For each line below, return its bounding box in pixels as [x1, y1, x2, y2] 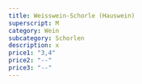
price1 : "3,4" [8, 49, 56, 57]
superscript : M [8, 19, 60, 27]
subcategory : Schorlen [8, 34, 85, 42]
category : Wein [8, 26, 60, 34]
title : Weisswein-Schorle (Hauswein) [8, 11, 136, 20]
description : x [8, 42, 60, 50]
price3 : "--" [8, 64, 52, 72]
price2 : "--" [8, 57, 52, 65]
